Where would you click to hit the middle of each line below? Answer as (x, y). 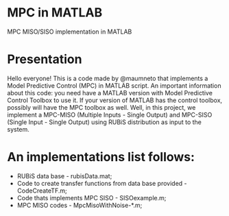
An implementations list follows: (101, 157)
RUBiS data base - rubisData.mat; (64, 176)
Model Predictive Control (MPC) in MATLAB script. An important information (114, 85)
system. (18, 129)
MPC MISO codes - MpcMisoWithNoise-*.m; (80, 205)
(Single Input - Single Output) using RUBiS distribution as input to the (105, 122)
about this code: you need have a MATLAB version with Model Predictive (110, 93)
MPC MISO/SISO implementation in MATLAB (70, 32)
